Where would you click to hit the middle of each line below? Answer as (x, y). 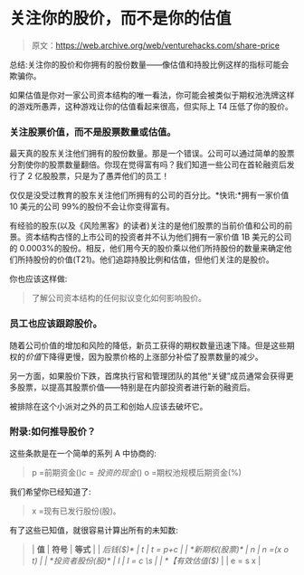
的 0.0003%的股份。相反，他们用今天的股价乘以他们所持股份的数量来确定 (147, 249)
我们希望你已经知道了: (51, 491)
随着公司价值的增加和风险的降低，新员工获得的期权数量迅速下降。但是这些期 (152, 345)
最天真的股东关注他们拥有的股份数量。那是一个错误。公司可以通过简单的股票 (152, 154)
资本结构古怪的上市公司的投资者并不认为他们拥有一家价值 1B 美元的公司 (158, 237)
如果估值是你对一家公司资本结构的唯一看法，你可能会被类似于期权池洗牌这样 (152, 95)
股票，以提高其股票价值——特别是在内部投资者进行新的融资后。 (136, 387)
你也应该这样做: (38, 279)
